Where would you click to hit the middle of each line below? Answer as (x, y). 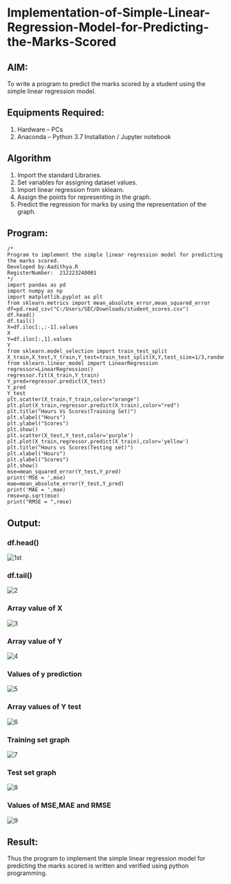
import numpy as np (35, 291)
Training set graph (38, 739)
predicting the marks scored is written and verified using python (98, 866)
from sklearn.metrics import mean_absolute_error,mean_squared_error (109, 303)
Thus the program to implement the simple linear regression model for (106, 859)
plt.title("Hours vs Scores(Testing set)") (70, 448)
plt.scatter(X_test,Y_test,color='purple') (70, 436)
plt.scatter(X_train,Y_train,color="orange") (73, 400)
